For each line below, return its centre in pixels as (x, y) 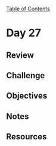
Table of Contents (28, 9)
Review (20, 55)
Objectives (27, 96)
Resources (27, 137)
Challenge (26, 75)
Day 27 (24, 33)
